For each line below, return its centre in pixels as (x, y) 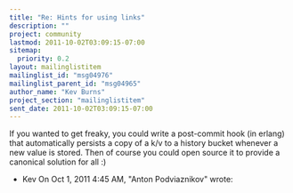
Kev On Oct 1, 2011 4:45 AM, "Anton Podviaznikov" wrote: (127, 180)
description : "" (39, 26)
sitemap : (25, 51)
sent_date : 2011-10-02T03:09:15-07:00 (81, 109)
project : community (45, 34)
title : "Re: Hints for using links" (77, 17)
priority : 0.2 (43, 59)
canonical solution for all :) (58, 162)
